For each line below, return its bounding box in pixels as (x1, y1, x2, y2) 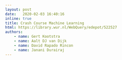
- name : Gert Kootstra (14, 34, 60, 39)
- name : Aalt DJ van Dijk (14, 39, 67, 44)
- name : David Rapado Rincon (14, 43, 73, 48)
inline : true (5, 16, 32, 21)
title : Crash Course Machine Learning (5, 20, 84, 26)
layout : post (5, 7, 32, 12)
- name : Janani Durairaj (14, 47, 65, 52)
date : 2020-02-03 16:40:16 (5, 12, 65, 16)
